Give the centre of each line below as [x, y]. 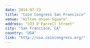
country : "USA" [21, 33]
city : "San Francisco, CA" [33, 28]
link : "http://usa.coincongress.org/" [45, 38]
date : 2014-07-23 [23, 10]
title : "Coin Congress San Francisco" [45, 14]
